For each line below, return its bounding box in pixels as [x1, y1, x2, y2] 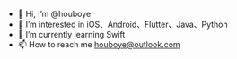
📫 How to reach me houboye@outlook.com [17, 39, 181, 49]
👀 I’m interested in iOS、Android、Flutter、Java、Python [17, 19, 229, 29]
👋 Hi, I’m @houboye [17, 9, 92, 19]
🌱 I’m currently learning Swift [17, 29, 126, 39]
